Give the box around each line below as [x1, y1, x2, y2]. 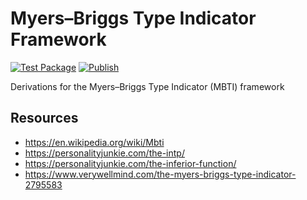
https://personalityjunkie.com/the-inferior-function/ [24, 157, 237, 169]
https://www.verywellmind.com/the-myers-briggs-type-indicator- [24, 168, 297, 180]
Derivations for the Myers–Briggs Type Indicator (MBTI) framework [10, 80, 285, 92]
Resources [10, 110, 79, 127]
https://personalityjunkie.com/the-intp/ [24, 147, 185, 159]
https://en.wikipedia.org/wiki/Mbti [24, 136, 165, 148]
